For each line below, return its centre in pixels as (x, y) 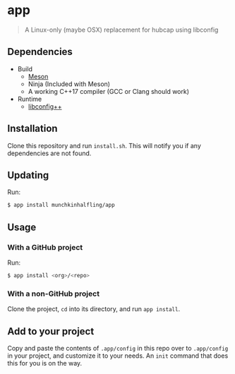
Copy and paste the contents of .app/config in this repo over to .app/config (118, 348)
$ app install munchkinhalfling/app (61, 205)
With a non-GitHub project (54, 294)
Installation (32, 129)
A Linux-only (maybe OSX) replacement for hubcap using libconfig (121, 30)
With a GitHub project (45, 247)
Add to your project (51, 331)
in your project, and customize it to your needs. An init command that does (118, 356)
